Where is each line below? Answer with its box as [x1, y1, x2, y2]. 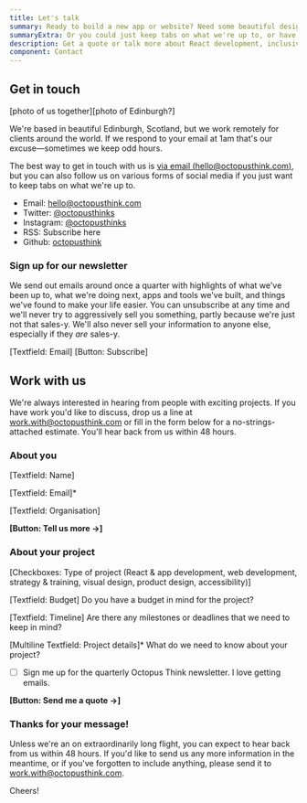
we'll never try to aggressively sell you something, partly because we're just [9, 309, 295, 320]
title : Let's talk [9, 13, 79, 23]
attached [9, 426, 43, 437]
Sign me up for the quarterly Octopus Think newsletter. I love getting [22, 667, 281, 678]
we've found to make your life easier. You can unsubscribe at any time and [9, 299, 291, 311]
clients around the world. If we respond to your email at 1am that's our [9, 133, 272, 144]
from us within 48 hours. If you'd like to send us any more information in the [9, 748, 295, 759]
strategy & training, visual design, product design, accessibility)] [9, 576, 251, 587]
